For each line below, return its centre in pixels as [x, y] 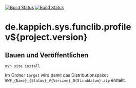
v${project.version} [46, 37]
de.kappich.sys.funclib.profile [68, 27]
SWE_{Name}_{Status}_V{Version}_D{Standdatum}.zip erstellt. [66, 80]
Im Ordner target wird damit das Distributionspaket [57, 75]
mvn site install [23, 66]
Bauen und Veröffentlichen [47, 55]
